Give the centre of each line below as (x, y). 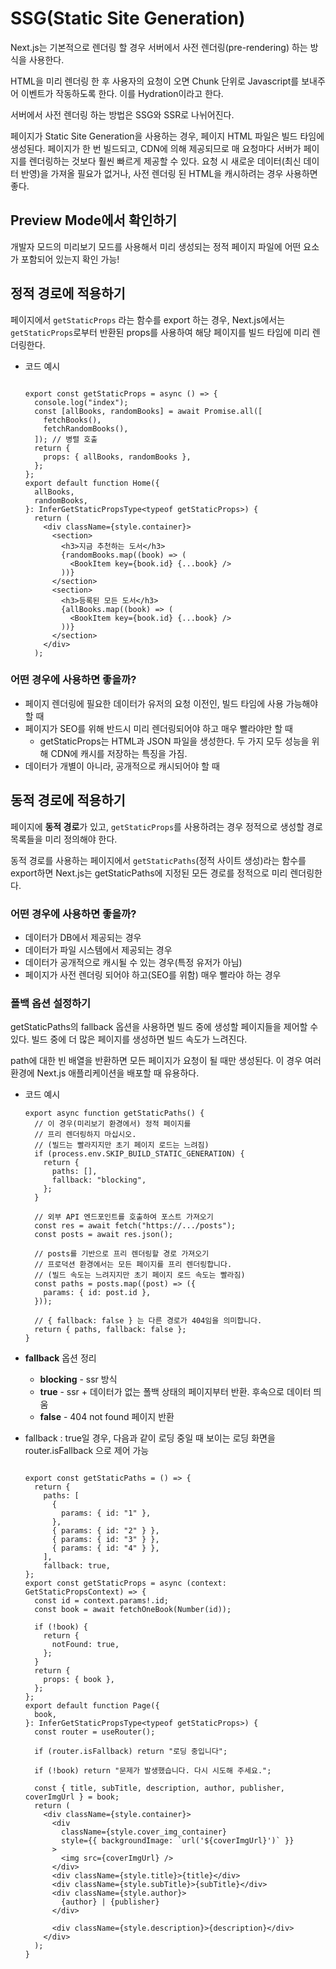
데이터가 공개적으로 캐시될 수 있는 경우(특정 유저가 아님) (133, 962)
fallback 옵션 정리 (60, 1358)
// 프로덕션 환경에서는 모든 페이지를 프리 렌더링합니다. (133, 1265)
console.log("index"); (81, 402)
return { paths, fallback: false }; (110, 1330)
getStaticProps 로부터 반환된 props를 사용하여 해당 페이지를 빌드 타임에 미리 (160, 332)
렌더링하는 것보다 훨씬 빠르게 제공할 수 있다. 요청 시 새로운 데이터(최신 (165, 161)
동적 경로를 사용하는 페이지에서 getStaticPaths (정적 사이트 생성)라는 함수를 (158, 860)
